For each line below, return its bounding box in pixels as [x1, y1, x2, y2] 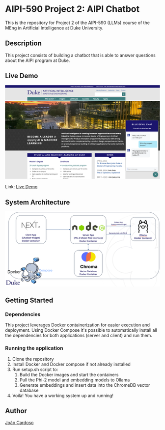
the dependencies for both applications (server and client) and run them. [5, 333, 152, 339]
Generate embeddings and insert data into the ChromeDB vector [19, 382, 150, 388]
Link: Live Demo [5, 184, 38, 190]
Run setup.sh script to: [12, 366, 58, 372]
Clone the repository [12, 356, 54, 362]
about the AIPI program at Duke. [5, 57, 70, 63]
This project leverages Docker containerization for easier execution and [5, 322, 150, 328]
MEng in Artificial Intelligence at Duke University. [5, 25, 104, 30]
